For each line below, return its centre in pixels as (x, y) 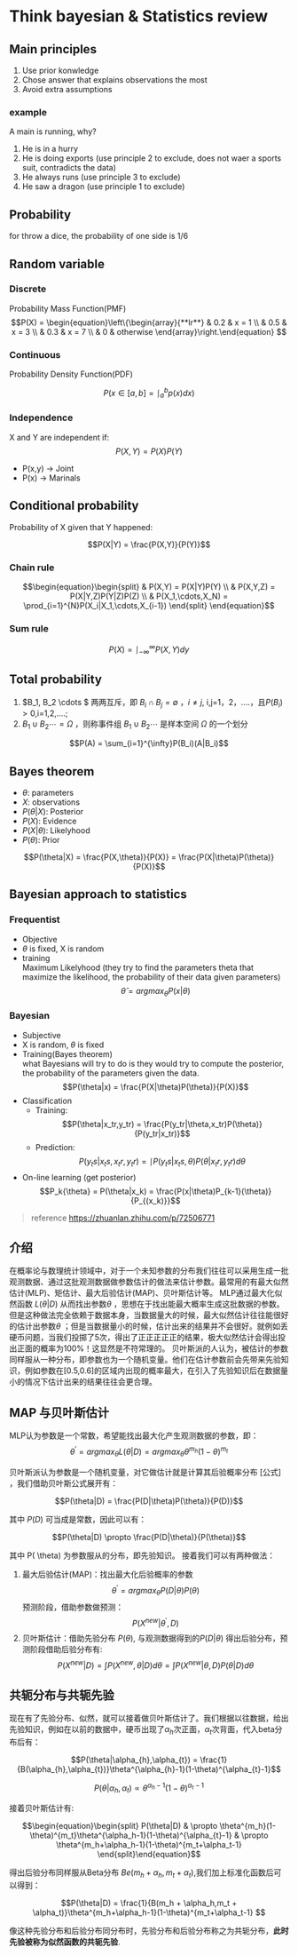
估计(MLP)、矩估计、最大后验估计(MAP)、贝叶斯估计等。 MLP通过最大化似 (146, 1293)
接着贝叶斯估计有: (42, 1808)
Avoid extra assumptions (67, 89)
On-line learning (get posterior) (79, 1177)
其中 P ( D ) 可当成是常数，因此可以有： (78, 1519)
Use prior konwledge (60, 70)
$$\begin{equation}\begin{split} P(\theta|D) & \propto (120, 1826)
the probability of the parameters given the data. (110, 1073)
